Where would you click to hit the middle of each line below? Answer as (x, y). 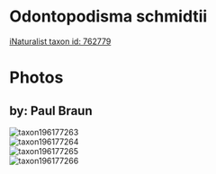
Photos (36, 78)
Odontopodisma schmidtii (108, 17)
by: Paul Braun (51, 111)
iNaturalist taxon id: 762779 (60, 41)
